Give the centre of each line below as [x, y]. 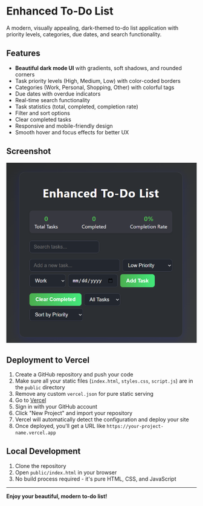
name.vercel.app [35, 433]
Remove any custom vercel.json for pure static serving [84, 394]
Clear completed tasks [43, 119]
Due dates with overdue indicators [58, 94]
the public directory [40, 387]
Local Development [43, 451]
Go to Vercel [31, 400]
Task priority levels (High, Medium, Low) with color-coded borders [98, 80]
